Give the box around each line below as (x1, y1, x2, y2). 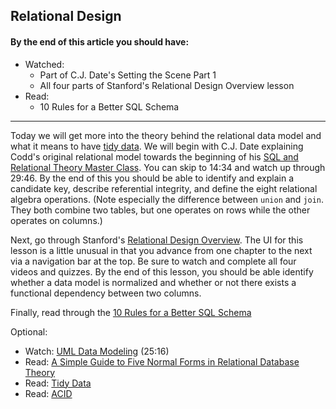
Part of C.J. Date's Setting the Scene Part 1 (39, 69, 217, 81)
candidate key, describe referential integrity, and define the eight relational (10, 182, 318, 194)
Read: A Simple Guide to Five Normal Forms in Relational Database (24, 355, 300, 368)
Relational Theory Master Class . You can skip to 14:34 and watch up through (10, 161, 326, 173)
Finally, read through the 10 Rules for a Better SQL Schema (10, 306, 252, 318)
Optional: (10, 325, 48, 338)
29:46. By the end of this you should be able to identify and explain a (10, 172, 295, 184)
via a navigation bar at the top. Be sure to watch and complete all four (10, 255, 297, 267)
